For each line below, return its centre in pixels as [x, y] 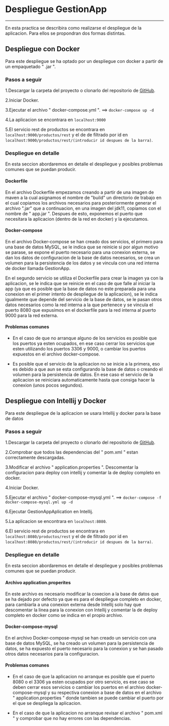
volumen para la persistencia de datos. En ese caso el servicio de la [83, 374]
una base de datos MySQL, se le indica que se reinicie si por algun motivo [82, 247]
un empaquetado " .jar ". [31, 66]
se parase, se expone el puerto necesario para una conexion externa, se [80, 252]
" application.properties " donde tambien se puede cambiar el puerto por [88, 698]
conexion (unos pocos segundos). [48, 385]
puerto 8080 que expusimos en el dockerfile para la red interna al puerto [81, 310]
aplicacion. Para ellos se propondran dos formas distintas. [65, 33]
